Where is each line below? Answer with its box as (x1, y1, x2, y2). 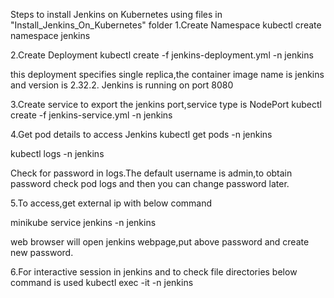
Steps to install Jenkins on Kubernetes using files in (10, 9, 223, 20)
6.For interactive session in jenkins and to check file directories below (10, 266, 298, 278)
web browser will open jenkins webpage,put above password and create (10, 236, 310, 248)
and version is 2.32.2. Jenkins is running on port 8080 (10, 79, 234, 91)
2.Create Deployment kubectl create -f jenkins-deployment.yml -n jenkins (10, 49, 314, 61)
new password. (10, 247, 74, 258)
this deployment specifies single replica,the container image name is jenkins (10, 69, 325, 80)
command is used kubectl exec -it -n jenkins (10, 277, 194, 288)
